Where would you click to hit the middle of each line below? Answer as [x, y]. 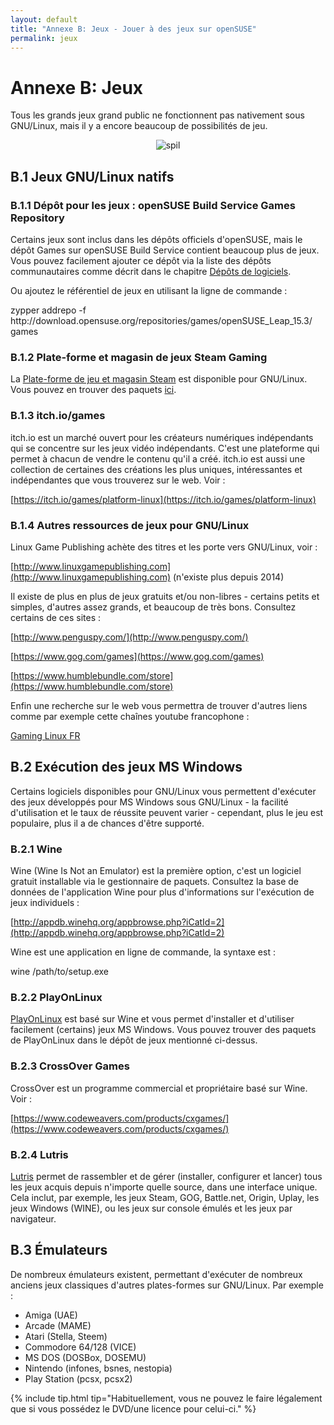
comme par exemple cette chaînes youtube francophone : [130, 716]
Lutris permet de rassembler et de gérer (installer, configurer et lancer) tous [166, 1176]
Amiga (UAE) [51, 1315]
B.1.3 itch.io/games [58, 416]
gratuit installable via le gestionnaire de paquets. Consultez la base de [155, 881]
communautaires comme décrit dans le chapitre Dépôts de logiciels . [151, 271]
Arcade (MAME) [58, 1325]
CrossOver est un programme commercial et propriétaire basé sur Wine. [159, 1088]
